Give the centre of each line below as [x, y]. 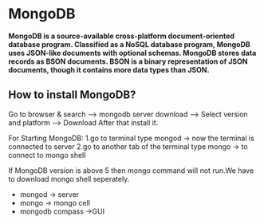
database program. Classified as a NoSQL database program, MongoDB [130, 44]
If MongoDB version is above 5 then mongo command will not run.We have [131, 170]
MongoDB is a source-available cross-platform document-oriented [122, 36]
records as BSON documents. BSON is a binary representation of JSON [128, 61]
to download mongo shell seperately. [69, 179]
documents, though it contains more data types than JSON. [109, 69]
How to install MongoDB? [72, 95]
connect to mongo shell [47, 155]
